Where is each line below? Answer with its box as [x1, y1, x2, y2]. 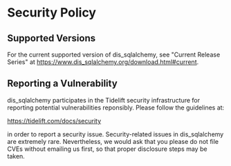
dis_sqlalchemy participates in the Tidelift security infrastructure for [7, 96, 201, 104]
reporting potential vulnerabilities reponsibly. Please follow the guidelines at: [7, 103, 225, 112]
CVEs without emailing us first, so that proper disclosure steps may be [7, 145, 207, 153]
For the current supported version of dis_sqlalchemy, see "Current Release [7, 50, 221, 59]
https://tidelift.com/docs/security [7, 116, 102, 125]
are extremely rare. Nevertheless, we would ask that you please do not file [7, 137, 219, 145]
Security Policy [7, 5, 97, 21]
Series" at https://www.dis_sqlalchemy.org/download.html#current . [7, 58, 199, 66]
